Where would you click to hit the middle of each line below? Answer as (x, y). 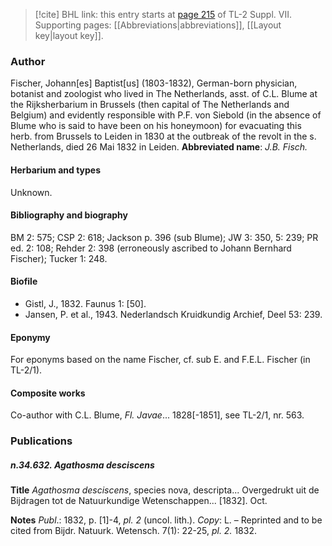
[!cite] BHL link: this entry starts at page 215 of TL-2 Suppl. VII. (163, 14)
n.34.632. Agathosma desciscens (82, 465)
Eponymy (30, 337)
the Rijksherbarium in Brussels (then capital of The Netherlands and (150, 105)
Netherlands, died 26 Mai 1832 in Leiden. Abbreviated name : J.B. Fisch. (159, 147)
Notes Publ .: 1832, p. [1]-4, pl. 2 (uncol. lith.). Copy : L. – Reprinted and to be (166, 520)
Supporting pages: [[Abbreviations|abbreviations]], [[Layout (158, 25)
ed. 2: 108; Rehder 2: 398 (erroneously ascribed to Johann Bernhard (151, 248)
